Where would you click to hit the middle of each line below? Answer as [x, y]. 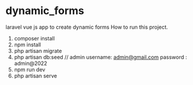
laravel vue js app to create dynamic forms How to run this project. [87, 27]
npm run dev [30, 69]
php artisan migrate [38, 50]
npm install [28, 45]
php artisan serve [36, 76]
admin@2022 [31, 63]
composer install [34, 38]
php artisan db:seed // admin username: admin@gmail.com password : [101, 57]
